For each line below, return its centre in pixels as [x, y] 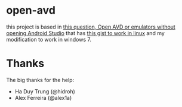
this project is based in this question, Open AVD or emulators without [91, 27]
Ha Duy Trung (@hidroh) [45, 91]
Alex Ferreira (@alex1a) [43, 97]
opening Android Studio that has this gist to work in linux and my [86, 33]
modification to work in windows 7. [49, 39]
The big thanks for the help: [40, 80]
